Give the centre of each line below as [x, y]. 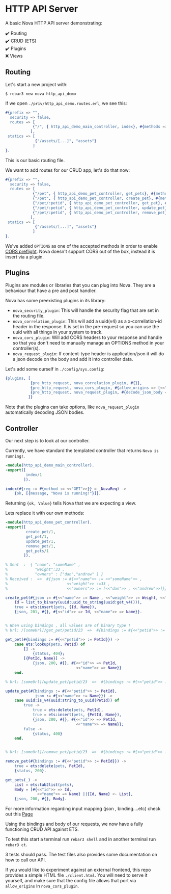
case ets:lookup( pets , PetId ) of [50, 644]
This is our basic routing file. [35, 160]
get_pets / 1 [37, 551]
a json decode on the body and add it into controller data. [73, 359]
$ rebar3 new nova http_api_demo [41, 94]
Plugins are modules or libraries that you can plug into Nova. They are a [80, 285]
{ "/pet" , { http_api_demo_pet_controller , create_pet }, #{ [96, 199]
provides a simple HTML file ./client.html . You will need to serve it [76, 875]
